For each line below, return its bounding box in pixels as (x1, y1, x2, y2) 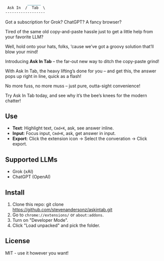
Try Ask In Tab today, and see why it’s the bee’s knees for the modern (5, 92, 147, 98)
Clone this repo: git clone (12, 201, 64, 207)
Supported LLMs (5, 155, 58, 164)
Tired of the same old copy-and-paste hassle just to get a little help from (5, 28, 154, 34)
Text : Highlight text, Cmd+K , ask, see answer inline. (12, 125, 114, 131)
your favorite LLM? (5, 34, 44, 40)
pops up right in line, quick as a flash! (5, 73, 82, 79)
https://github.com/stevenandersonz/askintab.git (12, 207, 112, 213)
